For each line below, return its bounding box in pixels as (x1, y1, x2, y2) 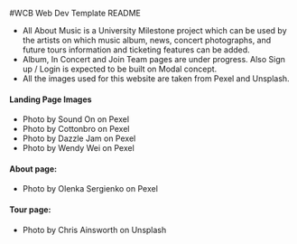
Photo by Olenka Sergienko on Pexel (22, 183, 158, 194)
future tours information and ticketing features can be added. (22, 44, 250, 55)
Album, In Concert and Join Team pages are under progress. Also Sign (22, 54, 286, 64)
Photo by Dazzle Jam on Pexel (22, 133, 136, 144)
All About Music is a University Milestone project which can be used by (22, 25, 287, 35)
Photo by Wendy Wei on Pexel (22, 143, 135, 154)
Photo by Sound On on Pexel (22, 114, 129, 125)
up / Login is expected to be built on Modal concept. (22, 63, 218, 74)
